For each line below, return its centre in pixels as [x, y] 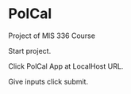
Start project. [30, 51]
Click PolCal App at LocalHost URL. [66, 66]
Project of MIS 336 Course [52, 36]
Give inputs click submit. [48, 81]
